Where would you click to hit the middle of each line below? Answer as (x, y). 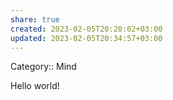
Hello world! (35, 86)
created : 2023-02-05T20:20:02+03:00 (86, 29)
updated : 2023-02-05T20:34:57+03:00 (86, 38)
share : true (35, 19)
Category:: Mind (43, 67)
